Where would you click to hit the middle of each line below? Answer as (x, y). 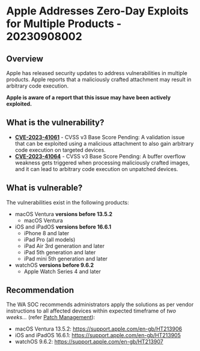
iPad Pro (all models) (50, 239)
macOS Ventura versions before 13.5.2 (64, 214)
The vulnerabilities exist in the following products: (68, 202)
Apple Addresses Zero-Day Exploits (98, 11)
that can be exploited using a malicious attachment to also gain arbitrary (104, 143)
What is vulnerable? (44, 188)
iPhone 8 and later (47, 233)
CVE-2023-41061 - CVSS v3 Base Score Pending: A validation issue (100, 137)
